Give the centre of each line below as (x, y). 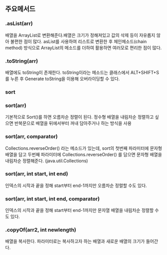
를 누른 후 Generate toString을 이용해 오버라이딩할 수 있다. (63, 79)
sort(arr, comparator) (32, 137)
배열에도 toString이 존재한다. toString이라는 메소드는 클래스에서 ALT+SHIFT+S (82, 72)
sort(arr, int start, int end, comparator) (52, 198)
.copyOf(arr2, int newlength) (41, 230)
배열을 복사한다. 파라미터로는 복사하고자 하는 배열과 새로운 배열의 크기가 (75, 241)
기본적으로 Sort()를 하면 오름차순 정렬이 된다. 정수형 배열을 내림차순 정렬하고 (80, 117)
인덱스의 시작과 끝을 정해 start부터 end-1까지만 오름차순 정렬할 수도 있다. (76, 185)
